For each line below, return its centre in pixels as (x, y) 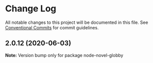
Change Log (31, 9)
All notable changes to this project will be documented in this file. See (77, 22)
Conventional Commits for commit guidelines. (52, 27)
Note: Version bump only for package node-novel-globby (64, 55)
